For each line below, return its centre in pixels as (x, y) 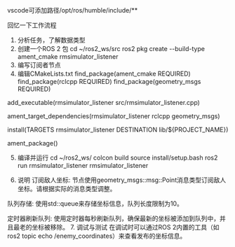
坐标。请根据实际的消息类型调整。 (67, 189)
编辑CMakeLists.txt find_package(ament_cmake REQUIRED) (104, 73)
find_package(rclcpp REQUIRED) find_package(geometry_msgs (109, 82)
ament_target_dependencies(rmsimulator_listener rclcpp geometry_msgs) (114, 116)
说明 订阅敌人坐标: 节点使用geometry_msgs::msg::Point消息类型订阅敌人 (122, 180)
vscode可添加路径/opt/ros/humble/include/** (73, 10)
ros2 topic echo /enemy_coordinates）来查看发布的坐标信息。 (97, 236)
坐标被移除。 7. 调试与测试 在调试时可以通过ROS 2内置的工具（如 (125, 227)
